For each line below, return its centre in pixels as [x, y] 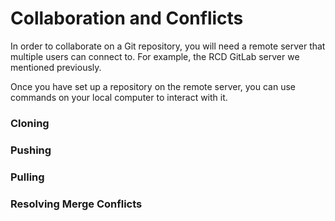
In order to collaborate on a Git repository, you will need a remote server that [168, 46]
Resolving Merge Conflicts [76, 204]
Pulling [27, 177]
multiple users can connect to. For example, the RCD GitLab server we [155, 56]
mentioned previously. [56, 67]
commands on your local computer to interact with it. [119, 97]
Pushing [31, 150]
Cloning [30, 123]
